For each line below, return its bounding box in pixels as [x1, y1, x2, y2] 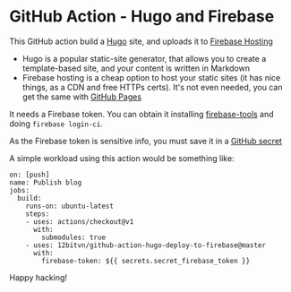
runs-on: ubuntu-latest [25, 202, 115, 210]
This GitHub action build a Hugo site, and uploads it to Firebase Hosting [9, 36, 273, 47]
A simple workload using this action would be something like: [9, 152, 235, 163]
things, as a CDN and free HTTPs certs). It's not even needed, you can [21, 82, 283, 92]
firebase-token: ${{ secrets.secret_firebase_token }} [41, 256, 251, 265]
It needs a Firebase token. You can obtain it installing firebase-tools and [9, 108, 275, 119]
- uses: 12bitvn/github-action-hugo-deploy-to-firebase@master [25, 240, 267, 250]
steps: [25, 209, 50, 219]
